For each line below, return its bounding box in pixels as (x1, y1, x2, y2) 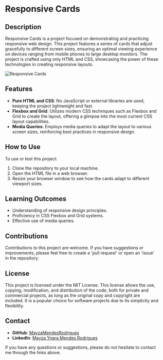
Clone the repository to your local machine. (12, 165, 99, 171)
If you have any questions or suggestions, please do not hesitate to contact (5, 344, 156, 350)
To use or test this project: (5, 155, 57, 161)
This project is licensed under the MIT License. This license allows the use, (5, 282, 156, 288)
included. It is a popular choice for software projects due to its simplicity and (5, 298, 159, 304)
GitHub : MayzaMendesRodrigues (12, 329, 79, 336)
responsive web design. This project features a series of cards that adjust (5, 41, 153, 47)
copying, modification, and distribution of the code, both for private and (5, 288, 149, 293)
